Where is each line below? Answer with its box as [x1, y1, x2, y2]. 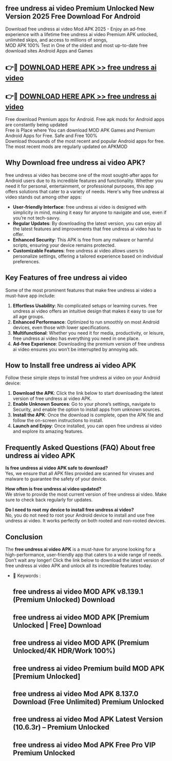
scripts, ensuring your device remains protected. [12, 242, 116, 248]
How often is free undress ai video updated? [5, 486, 102, 492]
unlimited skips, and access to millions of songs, [5, 37, 108, 43]
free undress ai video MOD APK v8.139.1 [12, 587, 144, 596]
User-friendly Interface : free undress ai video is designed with [12, 204, 147, 210]
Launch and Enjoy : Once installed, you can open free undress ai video [12, 423, 162, 429]
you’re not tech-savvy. [12, 214, 61, 221]
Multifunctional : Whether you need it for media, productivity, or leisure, [12, 330, 165, 336]
